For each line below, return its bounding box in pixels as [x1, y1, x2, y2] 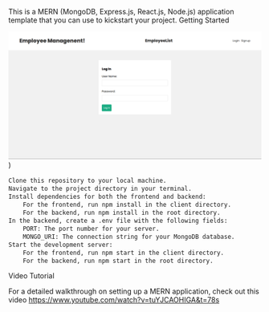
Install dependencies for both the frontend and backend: [8, 192, 206, 201]
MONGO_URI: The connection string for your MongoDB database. [22, 233, 235, 241]
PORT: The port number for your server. [22, 225, 160, 233]
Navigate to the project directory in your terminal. [8, 184, 193, 192]
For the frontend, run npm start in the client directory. [22, 249, 225, 257]
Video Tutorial [8, 270, 55, 280]
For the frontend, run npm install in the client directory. [22, 201, 231, 209]
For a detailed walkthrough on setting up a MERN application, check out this [8, 286, 259, 296]
